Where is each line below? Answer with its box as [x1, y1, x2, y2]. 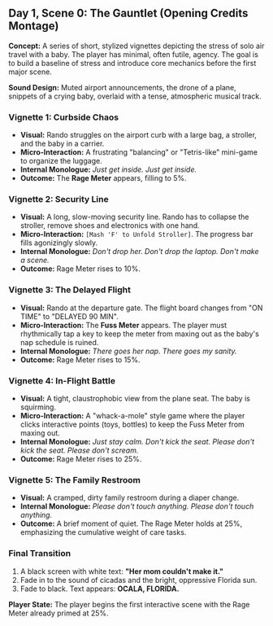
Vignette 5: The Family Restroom [8, 474, 141, 485]
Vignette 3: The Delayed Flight [8, 284, 132, 295]
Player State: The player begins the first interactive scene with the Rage [8, 599, 250, 609]
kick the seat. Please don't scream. [19, 445, 139, 455]
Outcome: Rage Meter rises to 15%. [19, 354, 141, 365]
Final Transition [8, 548, 71, 559]
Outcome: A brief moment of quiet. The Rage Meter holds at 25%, [19, 519, 242, 528]
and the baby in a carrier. [19, 138, 105, 149]
